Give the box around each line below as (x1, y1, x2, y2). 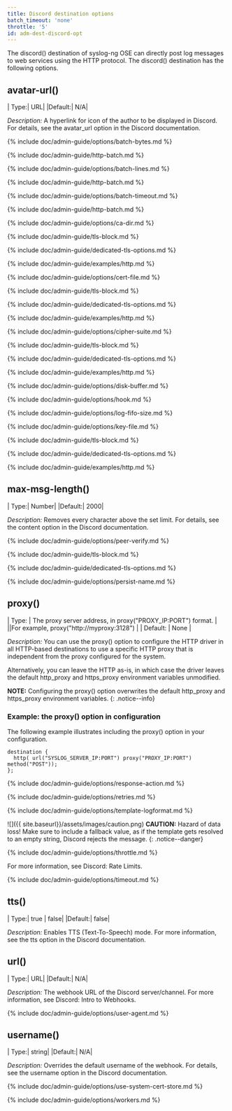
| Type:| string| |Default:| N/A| (7, 1048, 93, 1056)
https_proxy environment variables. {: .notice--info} (7, 694, 155, 703)
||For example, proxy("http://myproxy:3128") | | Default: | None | (7, 623, 191, 632)
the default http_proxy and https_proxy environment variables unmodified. (7, 673, 221, 682)
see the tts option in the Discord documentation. (7, 935, 147, 944)
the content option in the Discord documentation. (7, 523, 149, 531)
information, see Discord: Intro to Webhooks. (7, 995, 136, 1004)
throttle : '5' (7, 23, 49, 30)
